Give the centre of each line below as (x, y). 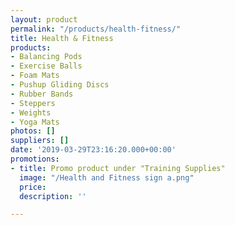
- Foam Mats (35, 76)
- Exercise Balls (46, 66)
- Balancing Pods (46, 57)
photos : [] (33, 131)
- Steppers (33, 103)
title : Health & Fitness (62, 38)
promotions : (35, 159)
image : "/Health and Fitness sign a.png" (107, 177)
